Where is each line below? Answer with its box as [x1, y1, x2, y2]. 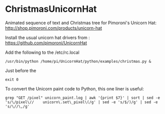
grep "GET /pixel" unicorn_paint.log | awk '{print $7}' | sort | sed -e [5, 95, 161, 100]
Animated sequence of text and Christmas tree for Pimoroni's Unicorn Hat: [5, 20, 157, 26]
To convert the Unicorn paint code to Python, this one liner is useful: [5, 85, 144, 92]
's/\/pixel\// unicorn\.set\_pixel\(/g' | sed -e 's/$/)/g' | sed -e [5, 100, 158, 105]
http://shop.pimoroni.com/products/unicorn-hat [5, 25, 102, 31]
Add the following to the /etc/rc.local [5, 49, 80, 55]
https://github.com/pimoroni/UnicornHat [5, 39, 87, 45]
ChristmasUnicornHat [5, 3, 97, 15]
